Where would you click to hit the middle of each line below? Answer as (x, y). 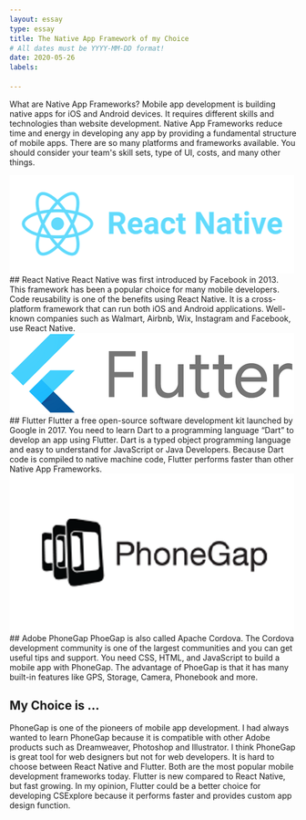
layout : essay (36, 19)
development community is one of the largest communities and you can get (151, 648)
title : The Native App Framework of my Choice (99, 38)
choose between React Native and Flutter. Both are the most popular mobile (152, 766)
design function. (40, 805)
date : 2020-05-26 (42, 58)
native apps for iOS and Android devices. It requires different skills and (142, 113)
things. (22, 162)
